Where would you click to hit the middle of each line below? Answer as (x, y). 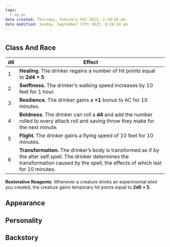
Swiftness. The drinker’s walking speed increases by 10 (86, 85)
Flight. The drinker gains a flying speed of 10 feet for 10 (86, 135)
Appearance (25, 203)
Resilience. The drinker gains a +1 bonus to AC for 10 (83, 100)
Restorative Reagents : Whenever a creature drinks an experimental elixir (81, 181)
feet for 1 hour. (37, 91)
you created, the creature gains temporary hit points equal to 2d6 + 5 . (78, 187)
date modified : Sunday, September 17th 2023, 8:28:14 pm (67, 24)
